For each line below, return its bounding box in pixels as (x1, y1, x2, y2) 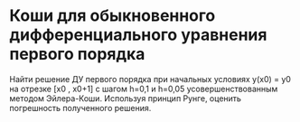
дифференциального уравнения (9, 24, 267, 45)
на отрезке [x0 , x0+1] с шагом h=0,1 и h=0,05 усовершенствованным (9, 83, 278, 94)
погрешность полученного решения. (9, 102, 152, 113)
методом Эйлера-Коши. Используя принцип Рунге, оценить (9, 92, 242, 104)
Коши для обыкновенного (9, 5, 216, 26)
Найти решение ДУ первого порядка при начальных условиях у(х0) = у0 (9, 73, 292, 84)
